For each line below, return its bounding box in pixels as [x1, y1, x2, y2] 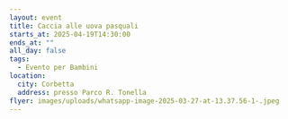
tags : [9, 55, 30, 64]
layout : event [9, 13, 63, 22]
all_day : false [9, 47, 67, 55]
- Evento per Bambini [17, 64, 99, 72]
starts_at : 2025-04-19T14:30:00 [9, 30, 130, 38]
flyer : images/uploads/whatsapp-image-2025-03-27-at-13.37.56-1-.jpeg [9, 96, 280, 106]
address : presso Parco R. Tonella [17, 88, 147, 97]
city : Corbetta [17, 80, 75, 89]
